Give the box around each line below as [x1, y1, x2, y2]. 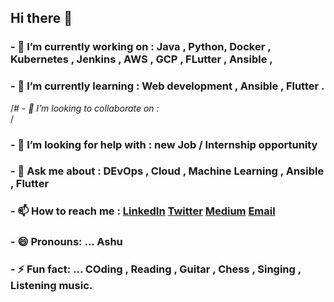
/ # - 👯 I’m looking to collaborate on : [10, 102, 160, 114]
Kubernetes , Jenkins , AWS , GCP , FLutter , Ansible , [10, 52, 273, 66]
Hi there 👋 [10, 10, 73, 27]
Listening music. [10, 279, 93, 293]
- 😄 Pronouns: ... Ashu [10, 235, 123, 249]
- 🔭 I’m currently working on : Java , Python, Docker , [10, 40, 272, 54]
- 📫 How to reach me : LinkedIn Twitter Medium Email [10, 204, 276, 218]
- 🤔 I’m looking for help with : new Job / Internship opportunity [10, 137, 318, 151]
